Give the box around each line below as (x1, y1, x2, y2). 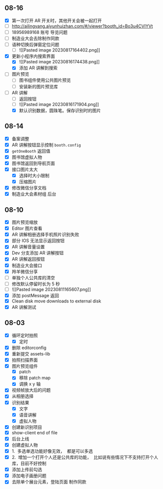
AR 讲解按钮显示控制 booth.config (11, 142, 81, 148)
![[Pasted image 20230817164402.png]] (19, 47, 100, 53)
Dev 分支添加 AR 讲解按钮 (11, 250, 64, 256)
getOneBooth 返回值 (11, 148, 51, 154)
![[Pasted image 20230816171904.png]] (19, 101, 99, 107)
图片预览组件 (11, 363, 38, 369)
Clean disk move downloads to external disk (11, 298, 102, 304)
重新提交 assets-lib (11, 351, 51, 356)
